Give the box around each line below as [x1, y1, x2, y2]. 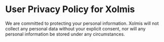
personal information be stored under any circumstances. [5, 31, 125, 37]
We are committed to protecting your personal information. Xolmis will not [5, 20, 159, 26]
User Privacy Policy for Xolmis [5, 4, 135, 15]
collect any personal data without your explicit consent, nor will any [5, 25, 146, 31]
